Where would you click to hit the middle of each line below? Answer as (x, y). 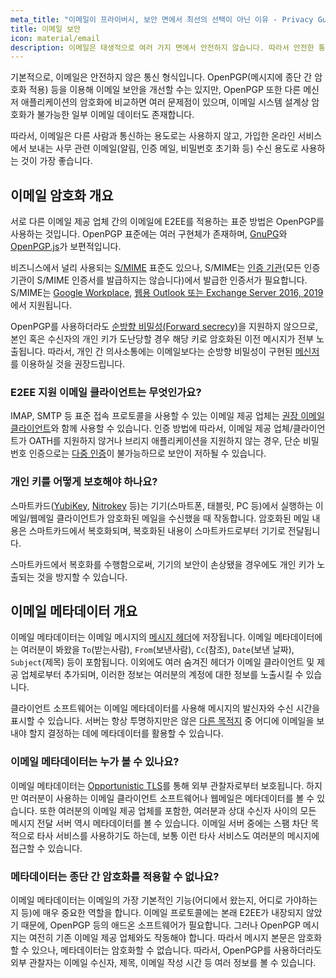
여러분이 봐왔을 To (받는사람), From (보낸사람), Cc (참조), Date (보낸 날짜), (157, 650)
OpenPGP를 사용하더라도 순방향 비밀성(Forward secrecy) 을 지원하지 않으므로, (164, 327)
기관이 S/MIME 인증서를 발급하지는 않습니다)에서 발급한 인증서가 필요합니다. (159, 280)
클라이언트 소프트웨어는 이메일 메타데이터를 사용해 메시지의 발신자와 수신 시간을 (165, 708)
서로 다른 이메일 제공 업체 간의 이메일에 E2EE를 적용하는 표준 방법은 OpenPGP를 (167, 222)
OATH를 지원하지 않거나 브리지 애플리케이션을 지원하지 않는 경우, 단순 (165, 441)
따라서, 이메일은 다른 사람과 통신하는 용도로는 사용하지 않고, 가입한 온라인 (153, 136)
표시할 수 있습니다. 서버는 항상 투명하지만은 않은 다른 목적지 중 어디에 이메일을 (162, 721)
